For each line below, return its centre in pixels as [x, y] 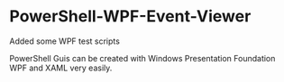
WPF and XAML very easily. [61, 68]
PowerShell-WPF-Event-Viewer [130, 16]
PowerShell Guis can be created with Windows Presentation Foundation [142, 58]
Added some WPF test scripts [64, 41]
